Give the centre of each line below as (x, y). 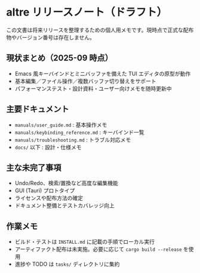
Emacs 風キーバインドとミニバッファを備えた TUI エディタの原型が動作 (103, 73)
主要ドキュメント (38, 109)
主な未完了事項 (34, 168)
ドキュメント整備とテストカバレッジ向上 (64, 205)
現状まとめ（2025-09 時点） (60, 58)
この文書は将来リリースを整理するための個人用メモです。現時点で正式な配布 (100, 30)
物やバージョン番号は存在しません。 (51, 37)
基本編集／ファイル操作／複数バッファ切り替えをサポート (85, 81)
